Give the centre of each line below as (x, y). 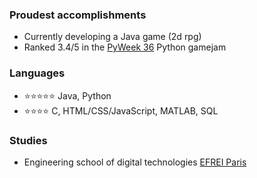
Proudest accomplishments (78, 15)
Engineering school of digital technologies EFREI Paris (135, 162)
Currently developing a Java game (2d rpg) (112, 37)
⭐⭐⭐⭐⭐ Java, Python (67, 95)
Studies (28, 140)
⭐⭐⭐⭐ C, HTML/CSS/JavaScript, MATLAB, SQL (121, 110)
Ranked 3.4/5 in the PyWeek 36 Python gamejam (125, 47)
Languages (37, 73)
